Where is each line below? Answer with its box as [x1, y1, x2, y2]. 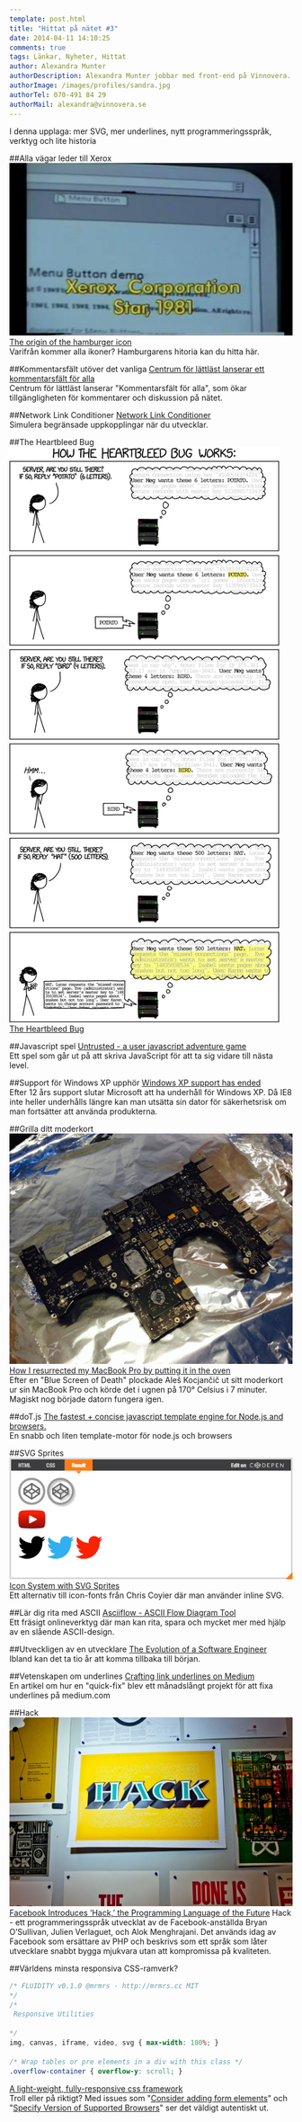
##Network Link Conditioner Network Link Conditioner [9, 409, 211, 420]
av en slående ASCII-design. [9, 1626, 115, 1636]
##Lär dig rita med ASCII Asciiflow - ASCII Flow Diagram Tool [9, 1607, 236, 1618]
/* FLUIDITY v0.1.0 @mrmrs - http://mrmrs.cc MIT [9, 1981, 200, 1991]
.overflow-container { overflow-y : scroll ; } [9, 2066, 182, 2076]
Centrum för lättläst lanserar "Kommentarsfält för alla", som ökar [9, 382, 247, 393]
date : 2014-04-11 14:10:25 [9, 33, 111, 42]
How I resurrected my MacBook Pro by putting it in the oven [9, 1365, 231, 1376]
